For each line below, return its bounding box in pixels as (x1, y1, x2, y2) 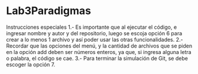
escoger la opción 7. (6, 60, 56, 68)
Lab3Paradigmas (6, 4, 92, 18)
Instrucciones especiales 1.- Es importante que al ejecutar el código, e (6, 23, 177, 31)
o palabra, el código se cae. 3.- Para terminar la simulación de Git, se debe (6, 55, 188, 62)
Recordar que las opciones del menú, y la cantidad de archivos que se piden (6, 42, 193, 49)
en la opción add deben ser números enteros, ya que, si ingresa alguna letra (6, 48, 191, 55)
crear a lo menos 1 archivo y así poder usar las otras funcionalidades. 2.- (6, 36, 183, 43)
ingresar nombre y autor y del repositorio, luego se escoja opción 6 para (6, 29, 183, 36)
